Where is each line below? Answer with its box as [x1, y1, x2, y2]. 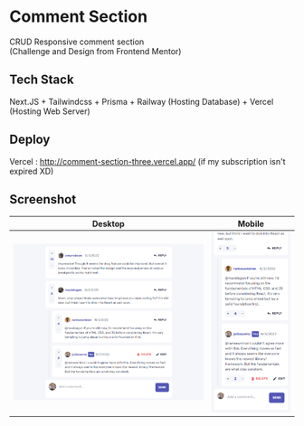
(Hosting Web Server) [9, 106, 90, 117]
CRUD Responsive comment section [9, 36, 145, 47]
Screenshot [9, 192, 77, 207]
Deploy [9, 132, 51, 147]
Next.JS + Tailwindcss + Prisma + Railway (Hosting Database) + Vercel [9, 96, 274, 107]
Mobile [237, 218, 265, 229]
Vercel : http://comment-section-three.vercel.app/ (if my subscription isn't [9, 156, 286, 166]
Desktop [91, 218, 125, 229]
